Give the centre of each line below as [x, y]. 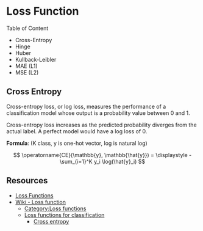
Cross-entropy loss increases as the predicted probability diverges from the [101, 125]
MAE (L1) [26, 66]
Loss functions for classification [64, 215]
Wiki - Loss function [40, 202]
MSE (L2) [27, 72]
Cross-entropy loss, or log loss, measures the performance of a [86, 106]
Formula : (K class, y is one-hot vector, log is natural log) [77, 143]
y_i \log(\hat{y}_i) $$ [119, 161]
